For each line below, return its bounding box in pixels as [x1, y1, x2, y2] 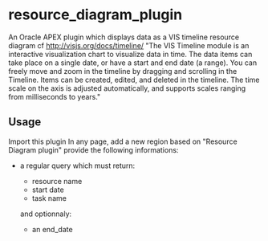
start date [31, 185, 64, 194]
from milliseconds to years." [8, 92, 101, 101]
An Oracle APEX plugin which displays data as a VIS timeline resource [8, 32, 239, 42]
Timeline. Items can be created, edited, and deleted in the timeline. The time [8, 75, 260, 84]
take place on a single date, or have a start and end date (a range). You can [8, 58, 258, 67]
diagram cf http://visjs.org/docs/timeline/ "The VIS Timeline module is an [8, 40, 250, 50]
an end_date [31, 224, 74, 234]
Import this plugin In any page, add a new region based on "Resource [8, 137, 238, 146]
